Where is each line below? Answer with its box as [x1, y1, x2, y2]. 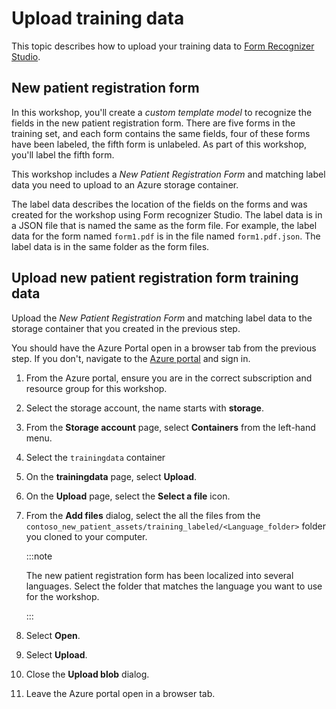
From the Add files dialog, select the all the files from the [25, 509, 261, 521]
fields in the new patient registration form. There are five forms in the [11, 117, 296, 129]
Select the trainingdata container [25, 451, 166, 463]
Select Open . [25, 629, 81, 641]
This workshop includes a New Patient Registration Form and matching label [11, 168, 326, 180]
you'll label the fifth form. [11, 148, 115, 161]
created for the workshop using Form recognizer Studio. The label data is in [11, 208, 323, 221]
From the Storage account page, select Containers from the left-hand [25, 421, 316, 433]
